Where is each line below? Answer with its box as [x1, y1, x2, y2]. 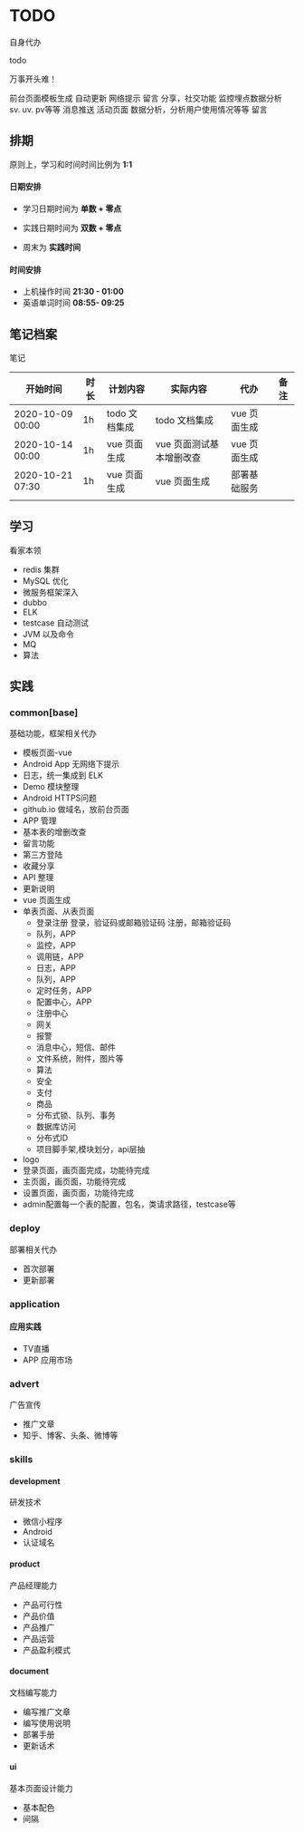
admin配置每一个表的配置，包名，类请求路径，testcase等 [22, 1198, 237, 1210]
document [9, 1665, 50, 1677]
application [9, 1297, 61, 1310]
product [9, 1558, 41, 1569]
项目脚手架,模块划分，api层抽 [35, 1144, 146, 1155]
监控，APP [35, 940, 77, 951]
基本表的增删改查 [22, 827, 87, 838]
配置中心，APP [35, 996, 92, 1007]
